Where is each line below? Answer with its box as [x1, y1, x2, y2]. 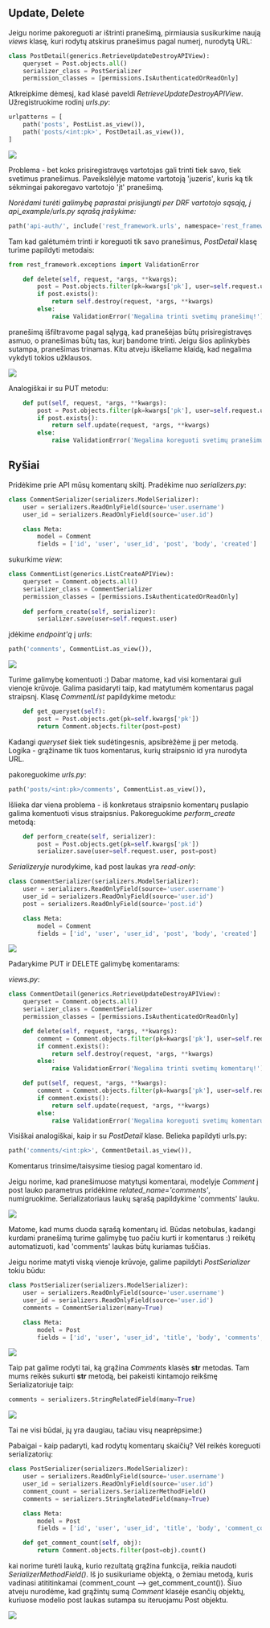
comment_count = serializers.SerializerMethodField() [22, 1487, 207, 1495]
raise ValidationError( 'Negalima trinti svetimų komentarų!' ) [51, 1065, 264, 1073]
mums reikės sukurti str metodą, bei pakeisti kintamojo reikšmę [8, 1371, 219, 1381]
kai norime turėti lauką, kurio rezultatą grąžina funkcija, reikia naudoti [8, 1561, 237, 1570]
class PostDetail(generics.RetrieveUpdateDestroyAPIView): [8, 52, 211, 60]
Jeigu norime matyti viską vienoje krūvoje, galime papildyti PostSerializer [8, 1257, 251, 1267]
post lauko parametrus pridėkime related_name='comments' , [8, 1185, 211, 1195]
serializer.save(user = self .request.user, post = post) [37, 847, 218, 855]
